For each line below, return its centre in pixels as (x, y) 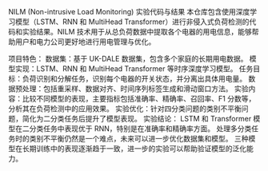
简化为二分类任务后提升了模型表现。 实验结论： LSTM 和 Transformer (137, 119)
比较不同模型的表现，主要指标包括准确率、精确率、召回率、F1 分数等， (139, 99)
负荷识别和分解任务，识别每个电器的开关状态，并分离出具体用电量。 (134, 79)
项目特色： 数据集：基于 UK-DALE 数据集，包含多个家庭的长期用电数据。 (128, 59)
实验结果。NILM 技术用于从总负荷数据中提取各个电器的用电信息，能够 (137, 32)
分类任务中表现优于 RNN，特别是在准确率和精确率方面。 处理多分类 (140, 129)
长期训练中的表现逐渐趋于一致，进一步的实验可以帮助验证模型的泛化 (134, 149)
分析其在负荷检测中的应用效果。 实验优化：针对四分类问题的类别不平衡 (125, 109)
